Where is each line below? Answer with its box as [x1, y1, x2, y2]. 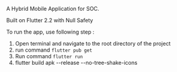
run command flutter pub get [15, 46, 93, 53]
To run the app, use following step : [6, 28, 95, 35]
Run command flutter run [15, 53, 83, 59]
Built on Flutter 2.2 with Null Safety [6, 17, 93, 23]
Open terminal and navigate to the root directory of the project [15, 40, 171, 47]
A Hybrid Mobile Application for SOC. [6, 5, 99, 12]
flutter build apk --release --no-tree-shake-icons [15, 59, 138, 66]
